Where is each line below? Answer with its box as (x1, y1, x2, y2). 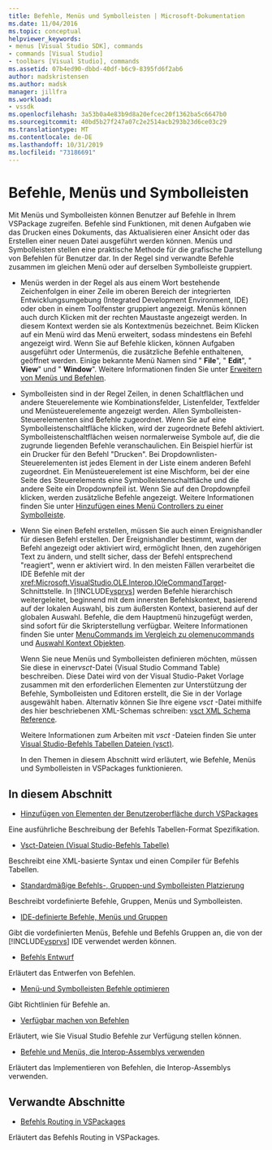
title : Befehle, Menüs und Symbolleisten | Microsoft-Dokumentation (8, 11, 245, 20)
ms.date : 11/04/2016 (8, 20, 79, 28)
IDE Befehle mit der (19, 569, 85, 579)
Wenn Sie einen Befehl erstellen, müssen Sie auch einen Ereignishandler (19, 526, 262, 536)
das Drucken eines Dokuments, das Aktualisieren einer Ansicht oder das (8, 227, 250, 237)
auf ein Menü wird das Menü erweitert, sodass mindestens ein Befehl (19, 330, 253, 340)
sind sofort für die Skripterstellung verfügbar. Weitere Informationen (19, 621, 248, 631)
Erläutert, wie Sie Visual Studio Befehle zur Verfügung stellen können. (8, 1031, 242, 1041)
